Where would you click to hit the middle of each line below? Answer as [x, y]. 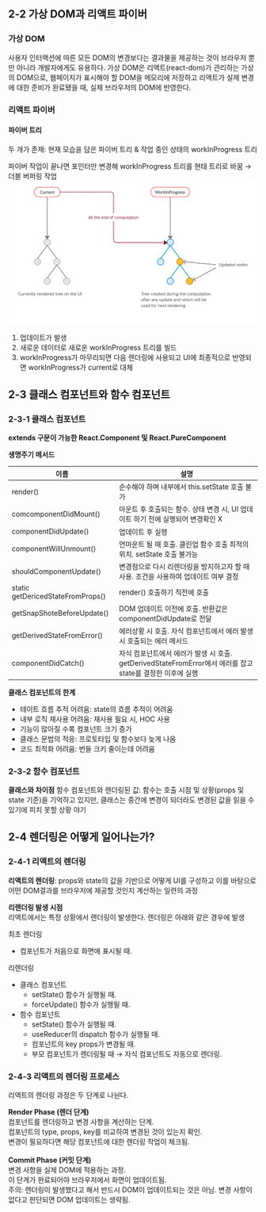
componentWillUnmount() [54, 549]
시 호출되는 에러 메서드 [153, 640]
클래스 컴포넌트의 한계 [42, 692]
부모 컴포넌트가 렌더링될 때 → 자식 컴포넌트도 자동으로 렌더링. [127, 1053]
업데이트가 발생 [43, 337]
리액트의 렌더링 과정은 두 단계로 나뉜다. [68, 1095]
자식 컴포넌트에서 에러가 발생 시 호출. [175, 653]
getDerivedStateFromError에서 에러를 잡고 [186, 663]
